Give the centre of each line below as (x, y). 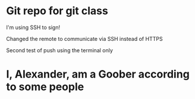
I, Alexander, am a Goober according (98, 74)
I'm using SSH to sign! (33, 27)
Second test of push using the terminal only (59, 50)
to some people (45, 87)
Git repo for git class (57, 11)
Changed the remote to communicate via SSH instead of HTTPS (84, 39)
